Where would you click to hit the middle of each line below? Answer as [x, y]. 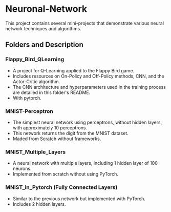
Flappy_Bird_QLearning [35, 60]
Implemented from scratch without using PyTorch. [66, 174]
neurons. [22, 169]
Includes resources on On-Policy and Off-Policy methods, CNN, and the [89, 76]
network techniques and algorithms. [44, 28]
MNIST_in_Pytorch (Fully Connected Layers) [61, 187]
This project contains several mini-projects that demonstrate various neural [85, 23]
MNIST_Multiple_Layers [36, 152]
